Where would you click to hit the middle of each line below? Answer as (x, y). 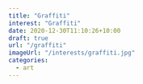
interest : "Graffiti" (45, 23)
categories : (28, 61)
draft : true (28, 38)
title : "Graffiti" (39, 16)
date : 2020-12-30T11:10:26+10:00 (65, 30)
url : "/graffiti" (38, 46)
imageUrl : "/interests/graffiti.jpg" (72, 53)
